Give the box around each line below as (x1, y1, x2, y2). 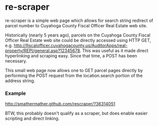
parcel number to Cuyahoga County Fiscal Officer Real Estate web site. (5, 22, 147, 28)
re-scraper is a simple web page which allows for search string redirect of (5, 18, 153, 23)
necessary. (5, 58, 28, 64)
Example (5, 90, 26, 96)
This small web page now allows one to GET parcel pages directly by (5, 67, 143, 73)
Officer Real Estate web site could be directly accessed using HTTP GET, (5, 37, 152, 43)
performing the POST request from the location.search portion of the (5, 72, 143, 78)
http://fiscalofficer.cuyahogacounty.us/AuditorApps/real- (14, 42, 128, 48)
